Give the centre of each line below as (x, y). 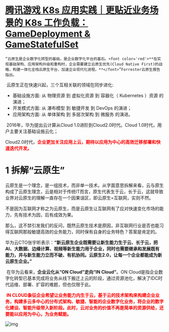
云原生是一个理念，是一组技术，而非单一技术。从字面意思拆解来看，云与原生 (84, 185)
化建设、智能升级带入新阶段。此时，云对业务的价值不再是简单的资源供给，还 (84, 307)
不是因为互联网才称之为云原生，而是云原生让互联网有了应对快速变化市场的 (82, 208)
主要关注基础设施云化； (34, 131)
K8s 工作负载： (57, 23)
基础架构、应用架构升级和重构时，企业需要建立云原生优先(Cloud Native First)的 (84, 64)
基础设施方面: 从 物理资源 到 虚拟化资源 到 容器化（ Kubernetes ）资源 (85, 95)
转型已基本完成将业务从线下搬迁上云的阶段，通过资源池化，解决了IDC (86, 278)
